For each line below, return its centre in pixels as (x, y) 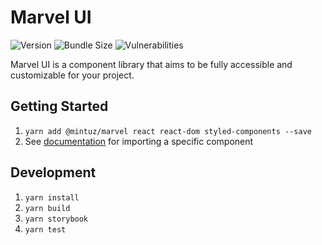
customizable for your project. (72, 75)
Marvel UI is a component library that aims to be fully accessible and (151, 64)
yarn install (52, 197)
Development (53, 172)
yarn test (45, 229)
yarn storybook (56, 219)
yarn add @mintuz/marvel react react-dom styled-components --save (168, 131)
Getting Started (59, 106)
